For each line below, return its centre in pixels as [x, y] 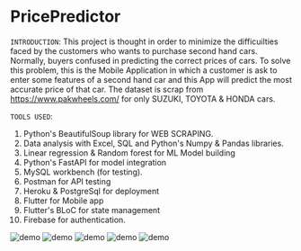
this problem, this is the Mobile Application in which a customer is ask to [144, 70]
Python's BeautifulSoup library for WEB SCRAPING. [118, 133]
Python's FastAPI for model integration [95, 162]
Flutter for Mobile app [63, 201]
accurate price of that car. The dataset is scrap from [107, 89]
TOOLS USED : [31, 116]
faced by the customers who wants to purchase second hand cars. [134, 50]
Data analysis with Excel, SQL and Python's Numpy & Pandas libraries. [153, 143]
